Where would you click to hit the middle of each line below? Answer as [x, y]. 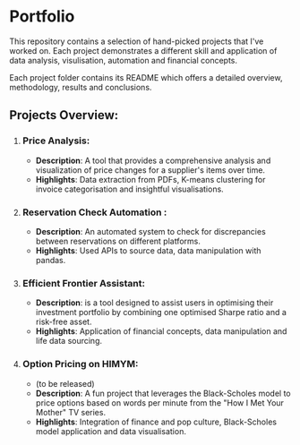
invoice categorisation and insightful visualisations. [129, 189]
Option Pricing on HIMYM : [80, 364]
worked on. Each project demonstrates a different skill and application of [143, 50]
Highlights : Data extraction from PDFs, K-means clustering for [150, 179]
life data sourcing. [69, 341]
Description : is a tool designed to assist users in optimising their [154, 303]
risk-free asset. [64, 322]
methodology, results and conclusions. [81, 87]
